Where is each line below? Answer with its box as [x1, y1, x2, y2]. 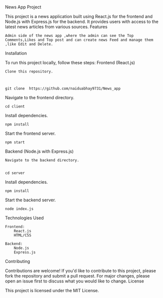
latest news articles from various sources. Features [5, 24, 108, 30]
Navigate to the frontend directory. [5, 95, 74, 100]
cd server [5, 171, 25, 175]
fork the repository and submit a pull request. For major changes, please [5, 273, 150, 279]
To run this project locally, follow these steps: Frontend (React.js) [5, 60, 135, 65]
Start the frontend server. [5, 131, 56, 136]
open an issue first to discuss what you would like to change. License [5, 278, 145, 284]
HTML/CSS [14, 233, 32, 238]
